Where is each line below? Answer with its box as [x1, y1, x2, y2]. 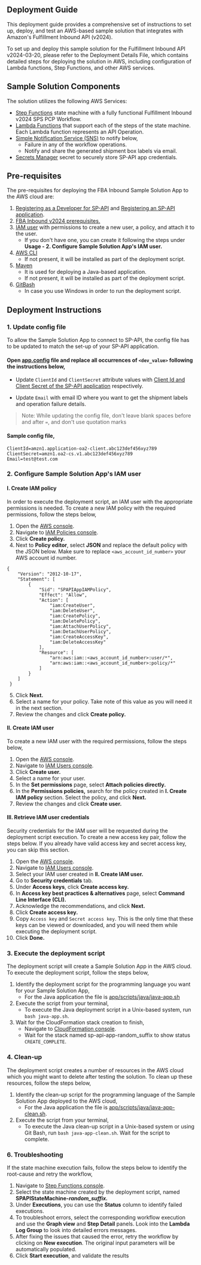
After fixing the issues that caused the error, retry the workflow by [15, 1233, 179, 1240]
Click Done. [15, 934, 45, 942]
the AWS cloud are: [7, 193, 54, 200]
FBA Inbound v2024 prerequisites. [15, 217, 100, 225]
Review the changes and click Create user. [15, 800, 122, 807]
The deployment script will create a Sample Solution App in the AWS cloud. [7, 963, 192, 970]
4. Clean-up [7, 1053, 42, 1061]
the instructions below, [7, 362, 65, 370]
